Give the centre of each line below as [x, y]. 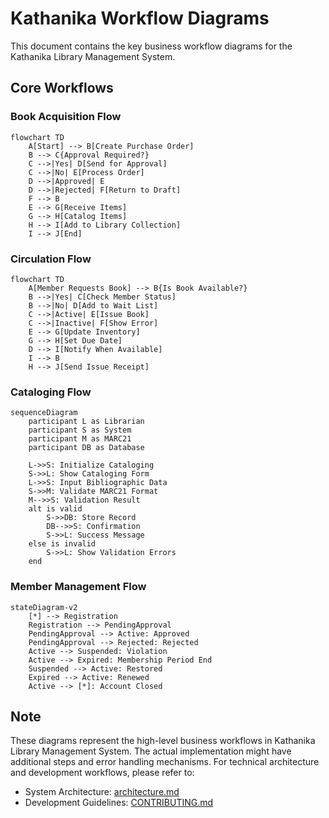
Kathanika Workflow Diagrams [140, 18]
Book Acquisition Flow [66, 117]
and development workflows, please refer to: [102, 773]
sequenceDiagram [44, 413]
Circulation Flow [51, 259]
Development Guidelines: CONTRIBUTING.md [119, 803]
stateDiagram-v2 [44, 607]
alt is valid [55, 509]
